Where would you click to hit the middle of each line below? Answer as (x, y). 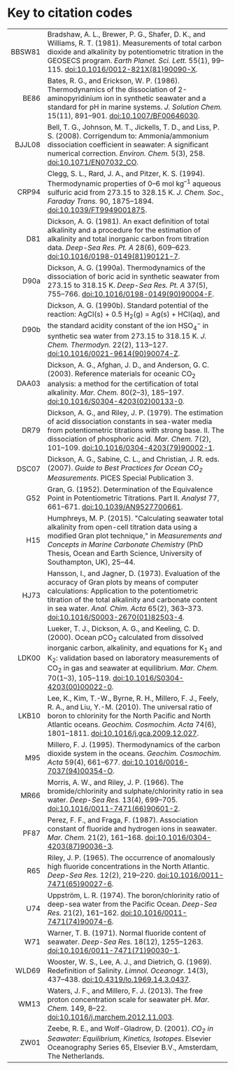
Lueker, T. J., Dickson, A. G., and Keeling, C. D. (123, 629)
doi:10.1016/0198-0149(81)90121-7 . (114, 256)
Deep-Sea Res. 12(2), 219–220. (101, 875)
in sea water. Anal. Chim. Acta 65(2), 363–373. (126, 609)
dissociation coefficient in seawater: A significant (128, 144)
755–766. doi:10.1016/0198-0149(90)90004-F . (131, 294)
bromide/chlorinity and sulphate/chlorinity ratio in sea (135, 791)
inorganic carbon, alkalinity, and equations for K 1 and (135, 648)
